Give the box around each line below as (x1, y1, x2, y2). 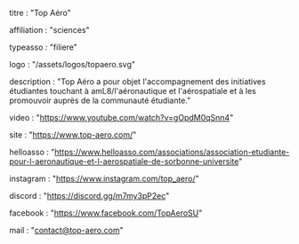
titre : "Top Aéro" (9, 8, 71, 18)
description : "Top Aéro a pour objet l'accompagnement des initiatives (9, 76, 266, 87)
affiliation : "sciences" (9, 25, 91, 35)
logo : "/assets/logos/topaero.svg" (9, 59, 136, 69)
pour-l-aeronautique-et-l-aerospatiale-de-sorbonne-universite (9, 156, 239, 167)
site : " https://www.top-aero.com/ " (9, 130, 137, 140)
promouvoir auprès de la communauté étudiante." (9, 95, 191, 106)
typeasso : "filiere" (9, 42, 78, 52)
